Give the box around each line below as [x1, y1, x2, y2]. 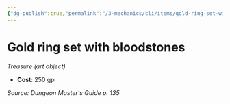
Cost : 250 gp [16, 75, 55, 83]
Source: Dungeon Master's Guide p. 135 [7, 88, 120, 96]
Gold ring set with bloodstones [7, 39, 186, 55]
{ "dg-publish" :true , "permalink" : [7, 10, 103, 17]
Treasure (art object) [7, 62, 66, 70]
